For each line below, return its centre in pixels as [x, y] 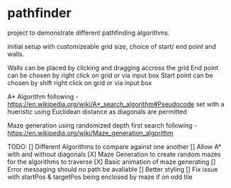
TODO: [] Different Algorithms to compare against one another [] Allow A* [114, 146]
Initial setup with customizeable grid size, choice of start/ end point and [112, 46]
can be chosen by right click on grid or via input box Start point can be [110, 75]
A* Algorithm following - [43, 96]
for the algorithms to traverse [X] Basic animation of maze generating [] [112, 162]
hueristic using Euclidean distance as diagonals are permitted [97, 111]
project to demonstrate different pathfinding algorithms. [89, 33]
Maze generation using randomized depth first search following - [102, 125]
